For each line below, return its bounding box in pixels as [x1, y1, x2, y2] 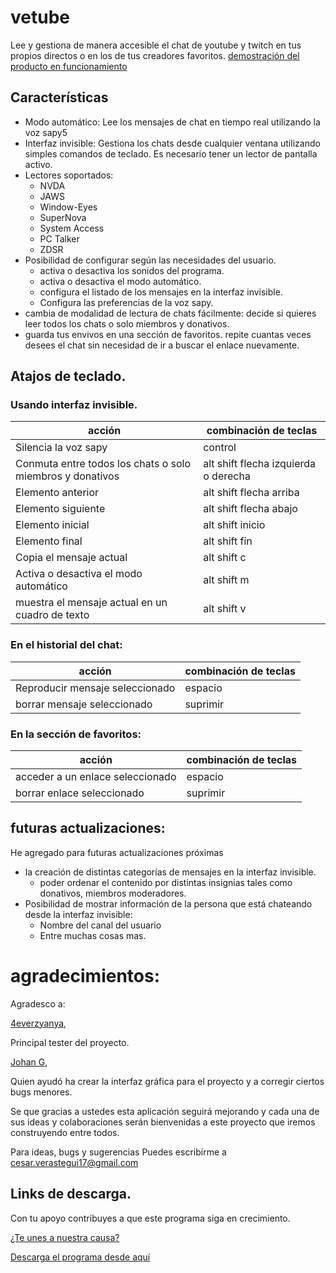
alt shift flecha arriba [203, 486, 300, 500]
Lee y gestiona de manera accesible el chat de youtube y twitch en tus [10, 39, 302, 51]
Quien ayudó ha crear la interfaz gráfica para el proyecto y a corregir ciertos [10, 1075, 325, 1087]
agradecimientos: [10, 965, 161, 988]
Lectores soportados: [24, 169, 114, 181]
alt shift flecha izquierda [203, 457, 316, 471]
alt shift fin [203, 534, 253, 548]
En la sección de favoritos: [10, 727, 142, 741]
